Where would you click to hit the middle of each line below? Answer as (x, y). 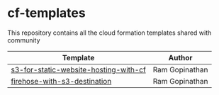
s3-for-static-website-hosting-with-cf (79, 69)
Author (180, 57)
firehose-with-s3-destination (61, 81)
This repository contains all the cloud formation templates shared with (109, 33)
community (24, 40)
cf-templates (47, 13)
